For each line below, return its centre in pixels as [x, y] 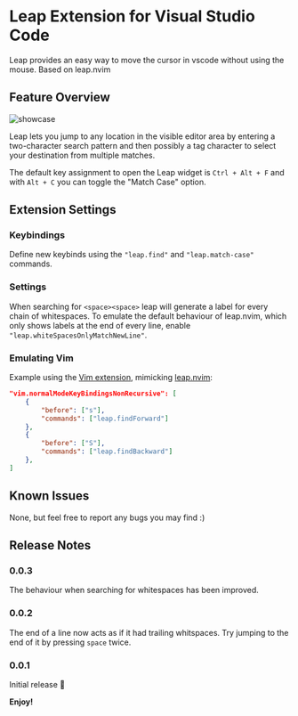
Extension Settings [63, 210]
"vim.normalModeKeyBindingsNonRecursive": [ [93, 394]
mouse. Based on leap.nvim [60, 69]
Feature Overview [60, 98]
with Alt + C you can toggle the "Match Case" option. [108, 182]
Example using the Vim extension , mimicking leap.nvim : [111, 378]
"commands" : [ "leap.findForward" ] [105, 419]
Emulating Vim [41, 358]
